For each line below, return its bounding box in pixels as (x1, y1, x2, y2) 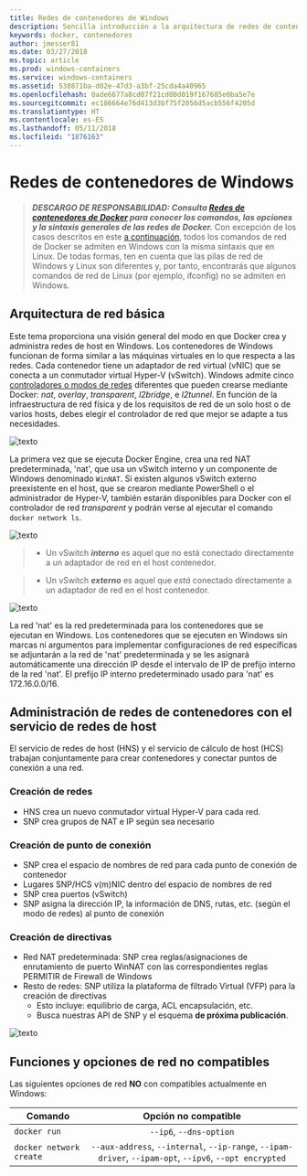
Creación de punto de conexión (9, 839, 152, 851)
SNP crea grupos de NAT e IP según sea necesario (22, 816, 215, 827)
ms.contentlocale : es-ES (9, 115, 104, 124)
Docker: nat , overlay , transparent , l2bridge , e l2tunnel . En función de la (9, 389, 278, 400)
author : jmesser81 (9, 38, 79, 48)
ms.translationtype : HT (9, 107, 101, 116)
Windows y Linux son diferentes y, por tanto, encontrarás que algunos (31, 260, 297, 271)
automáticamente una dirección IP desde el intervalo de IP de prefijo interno (9, 658, 296, 669)
